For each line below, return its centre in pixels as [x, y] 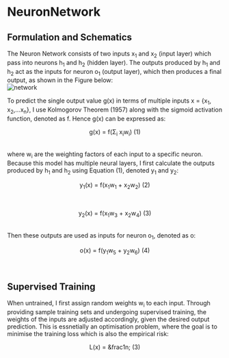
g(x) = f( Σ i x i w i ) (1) [115, 132]
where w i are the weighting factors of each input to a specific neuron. [105, 155]
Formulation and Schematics [69, 37]
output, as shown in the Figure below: [60, 80]
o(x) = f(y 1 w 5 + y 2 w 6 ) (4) [115, 251]
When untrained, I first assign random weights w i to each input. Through [109, 304]
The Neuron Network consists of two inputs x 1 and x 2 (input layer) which [109, 54]
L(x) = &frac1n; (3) [115, 347]
